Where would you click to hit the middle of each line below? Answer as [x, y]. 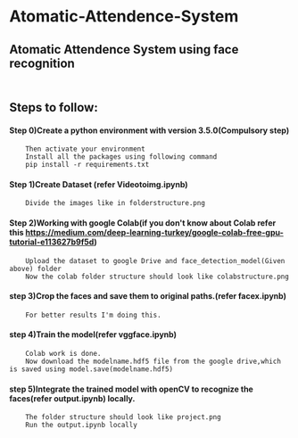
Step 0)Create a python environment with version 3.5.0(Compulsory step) [149, 130]
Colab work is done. [63, 353]
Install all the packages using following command [121, 157]
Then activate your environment [85, 149]
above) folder [36, 269]
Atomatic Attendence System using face [124, 50]
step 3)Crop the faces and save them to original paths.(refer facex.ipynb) [148, 296]
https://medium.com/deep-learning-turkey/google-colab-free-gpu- [154, 232]
